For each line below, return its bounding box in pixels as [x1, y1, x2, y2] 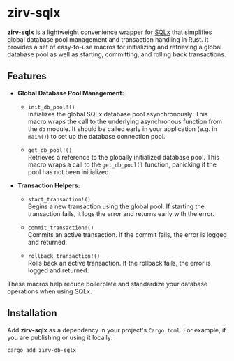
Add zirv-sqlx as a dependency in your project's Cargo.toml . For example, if [7, 325, 226, 334]
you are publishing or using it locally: [7, 333, 113, 341]
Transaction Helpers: [17, 181, 80, 190]
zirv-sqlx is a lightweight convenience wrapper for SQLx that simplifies [7, 28, 212, 36]
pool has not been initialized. [27, 167, 110, 176]
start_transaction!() [27, 196, 91, 203]
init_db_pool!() [27, 103, 75, 111]
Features [7, 70, 47, 82]
